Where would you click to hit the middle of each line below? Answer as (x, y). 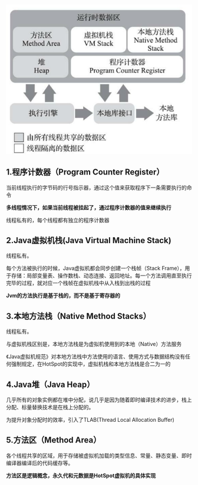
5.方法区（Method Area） (54, 440)
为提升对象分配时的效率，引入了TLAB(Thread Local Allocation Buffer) (90, 420)
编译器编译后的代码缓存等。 (40, 463)
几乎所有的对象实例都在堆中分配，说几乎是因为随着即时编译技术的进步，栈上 (99, 400)
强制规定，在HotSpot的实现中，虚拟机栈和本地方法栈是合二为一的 (91, 364)
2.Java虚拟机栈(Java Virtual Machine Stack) (89, 240)
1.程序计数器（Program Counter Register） (85, 172)
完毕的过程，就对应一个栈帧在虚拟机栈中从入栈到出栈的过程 (78, 283)
